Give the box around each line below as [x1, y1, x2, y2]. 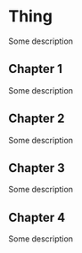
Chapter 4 [8, 209, 66, 224]
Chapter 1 [8, 61, 63, 77]
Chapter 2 [8, 111, 65, 126]
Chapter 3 [8, 160, 66, 175]
